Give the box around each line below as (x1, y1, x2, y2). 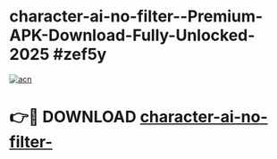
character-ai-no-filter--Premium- (9, 6, 264, 27)
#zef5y (53, 45, 107, 64)
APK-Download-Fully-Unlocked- (9, 25, 256, 46)
